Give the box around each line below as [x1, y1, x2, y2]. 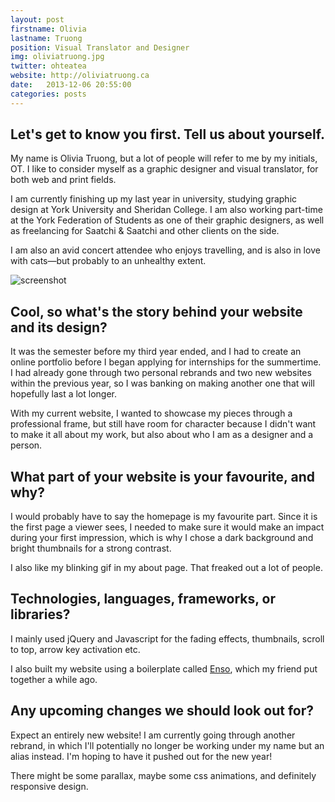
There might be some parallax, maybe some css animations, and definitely [10, 769, 317, 781]
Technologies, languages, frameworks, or [10, 591, 277, 608]
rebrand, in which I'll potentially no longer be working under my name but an [10, 739, 325, 751]
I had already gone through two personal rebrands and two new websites [10, 367, 312, 379]
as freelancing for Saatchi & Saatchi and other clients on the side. [10, 225, 280, 237]
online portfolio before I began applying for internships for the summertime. [10, 356, 322, 368]
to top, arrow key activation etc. [10, 643, 141, 655]
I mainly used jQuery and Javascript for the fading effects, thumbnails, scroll [10, 632, 325, 645]
